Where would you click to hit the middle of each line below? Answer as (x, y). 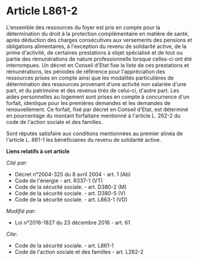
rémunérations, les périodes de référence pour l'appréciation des (86, 71)
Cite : (12, 234)
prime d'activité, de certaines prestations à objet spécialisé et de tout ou (94, 52)
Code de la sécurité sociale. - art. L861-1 (64, 245)
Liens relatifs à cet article (38, 151)
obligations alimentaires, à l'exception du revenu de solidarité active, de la (96, 46)
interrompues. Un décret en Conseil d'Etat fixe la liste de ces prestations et (98, 65)
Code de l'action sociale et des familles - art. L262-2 (79, 252)
